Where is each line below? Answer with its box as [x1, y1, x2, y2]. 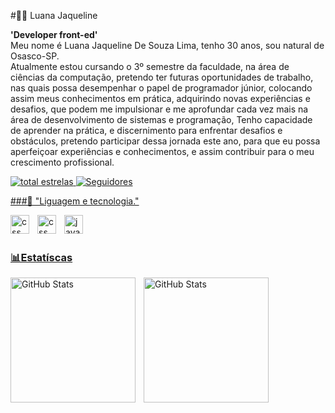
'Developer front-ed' [10, 29, 98, 40]
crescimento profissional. [10, 156, 115, 168]
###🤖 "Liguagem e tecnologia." [10, 195, 140, 207]
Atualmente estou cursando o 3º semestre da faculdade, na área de [10, 61, 290, 72]
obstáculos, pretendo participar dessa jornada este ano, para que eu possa [10, 135, 321, 147]
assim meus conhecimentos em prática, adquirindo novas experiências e [10, 93, 311, 104]
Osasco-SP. [10, 50, 60, 62]
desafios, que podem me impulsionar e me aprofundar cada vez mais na [10, 103, 309, 115]
